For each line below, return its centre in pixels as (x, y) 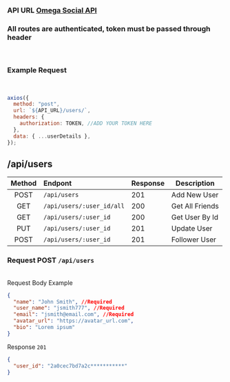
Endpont (58, 183)
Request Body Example (40, 283)
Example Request (37, 70)
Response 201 (27, 347)
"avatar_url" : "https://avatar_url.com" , (74, 321)
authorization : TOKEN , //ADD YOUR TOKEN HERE (86, 124)
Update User (192, 229)
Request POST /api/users (51, 260)
